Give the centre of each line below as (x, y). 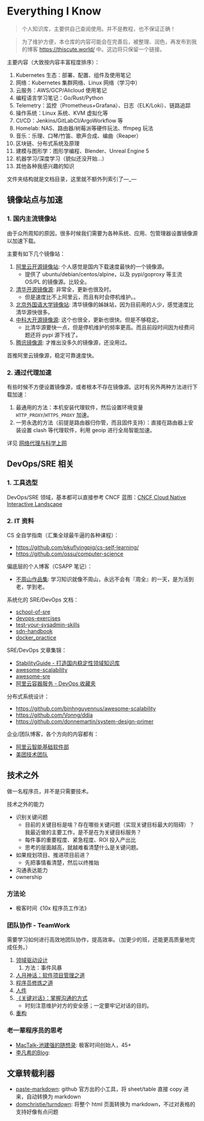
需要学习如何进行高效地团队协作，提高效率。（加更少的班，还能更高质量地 (98, 940)
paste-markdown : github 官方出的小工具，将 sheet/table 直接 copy (99, 1089)
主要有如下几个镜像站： (36, 254)
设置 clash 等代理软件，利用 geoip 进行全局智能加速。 (88, 430)
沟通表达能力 (31, 870)
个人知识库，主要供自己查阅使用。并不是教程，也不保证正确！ (99, 29)
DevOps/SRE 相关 (41, 464)
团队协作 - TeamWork (38, 925)
